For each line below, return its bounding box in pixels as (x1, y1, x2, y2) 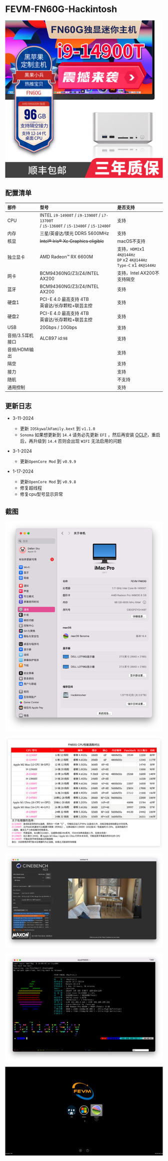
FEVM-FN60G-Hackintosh (5, 3, 117, 15)
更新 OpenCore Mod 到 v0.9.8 (19, 479, 76, 485)
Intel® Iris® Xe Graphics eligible (39, 238, 104, 244)
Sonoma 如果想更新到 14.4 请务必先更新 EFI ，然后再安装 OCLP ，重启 (19, 432, 161, 438)
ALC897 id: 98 (39, 335, 68, 341)
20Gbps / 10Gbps (39, 324, 77, 330)
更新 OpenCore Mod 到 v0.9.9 (19, 458, 76, 464)
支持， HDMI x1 (117, 246, 145, 252)
